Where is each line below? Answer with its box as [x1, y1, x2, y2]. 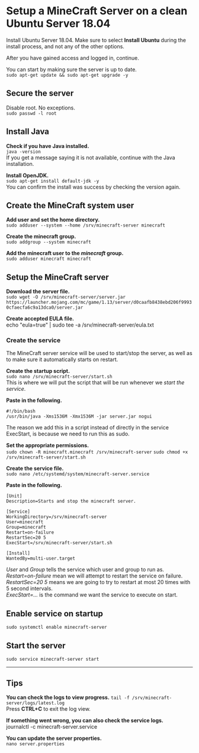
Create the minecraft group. [6, 233, 76, 240]
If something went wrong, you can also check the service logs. [6, 717, 164, 724]
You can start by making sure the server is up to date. [6, 65, 137, 73]
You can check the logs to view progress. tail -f [6, 694, 130, 701]
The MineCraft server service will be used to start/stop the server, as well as [6, 350, 192, 357]
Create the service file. [6, 465, 64, 472]
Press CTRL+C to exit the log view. [6, 705, 91, 712]
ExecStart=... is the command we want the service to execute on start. [6, 591, 178, 598]
